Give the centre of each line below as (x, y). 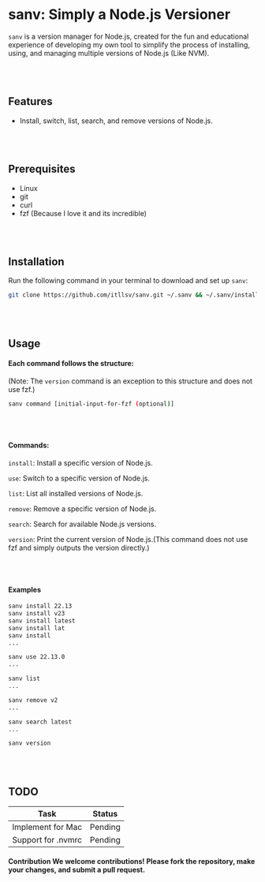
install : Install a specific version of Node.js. (81, 462)
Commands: (29, 445)
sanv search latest (40, 722)
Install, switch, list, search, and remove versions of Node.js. (116, 121)
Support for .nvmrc (47, 840)
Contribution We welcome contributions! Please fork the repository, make (132, 861)
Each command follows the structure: (71, 364)
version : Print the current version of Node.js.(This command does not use (128, 539)
